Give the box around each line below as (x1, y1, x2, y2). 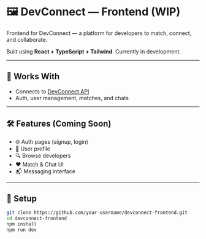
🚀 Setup (6, 193, 37, 203)
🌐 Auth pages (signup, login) (15, 138, 89, 145)
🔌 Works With (6, 71, 60, 82)
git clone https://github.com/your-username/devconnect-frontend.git (6, 210, 188, 216)
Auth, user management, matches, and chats (15, 94, 129, 101)
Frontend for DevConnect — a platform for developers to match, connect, (6, 29, 192, 37)
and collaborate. (6, 36, 48, 43)
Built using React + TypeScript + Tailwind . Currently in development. (6, 47, 181, 55)
